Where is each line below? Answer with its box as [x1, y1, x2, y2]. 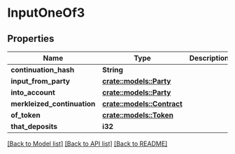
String [102, 65, 124, 75]
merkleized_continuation [10, 99, 96, 109]
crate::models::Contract [102, 99, 183, 109]
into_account [10, 88, 56, 97]
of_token [10, 110, 41, 120]
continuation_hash [10, 65, 75, 75]
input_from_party [10, 77, 71, 86]
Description [189, 54, 229, 63]
